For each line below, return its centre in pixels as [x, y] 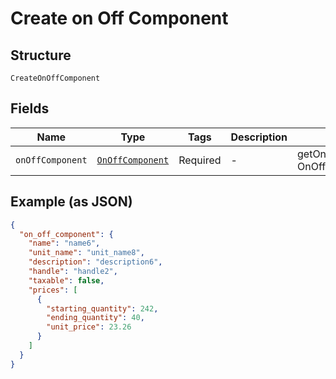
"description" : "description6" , [95, 262]
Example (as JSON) [71, 202]
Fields [30, 108]
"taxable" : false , [66, 280]
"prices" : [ [53, 290]
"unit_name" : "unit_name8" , [86, 253]
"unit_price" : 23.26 [89, 327]
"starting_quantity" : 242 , [102, 308]
